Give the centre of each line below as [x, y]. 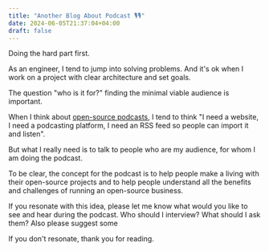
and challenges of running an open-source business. [96, 191]
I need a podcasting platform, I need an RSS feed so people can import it [128, 126]
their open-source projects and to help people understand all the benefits [130, 182]
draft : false [30, 30]
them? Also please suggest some [63, 223]
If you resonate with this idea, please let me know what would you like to [128, 206]
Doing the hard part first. [49, 54]
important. [25, 102]
